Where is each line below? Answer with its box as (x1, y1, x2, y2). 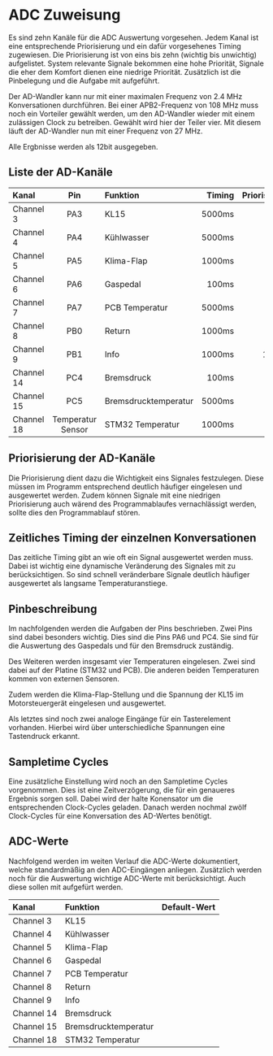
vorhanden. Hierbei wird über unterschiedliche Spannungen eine (8, 723, 225, 732)
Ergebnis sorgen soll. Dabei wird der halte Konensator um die (8, 794, 214, 803)
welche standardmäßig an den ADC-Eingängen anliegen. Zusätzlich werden (8, 864, 262, 875)
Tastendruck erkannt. (8, 732, 80, 741)
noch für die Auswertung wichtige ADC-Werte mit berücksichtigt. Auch (8, 873, 246, 883)
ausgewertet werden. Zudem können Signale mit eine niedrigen (8, 490, 221, 500)
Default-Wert (161, 901, 215, 912)
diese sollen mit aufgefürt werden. (8, 882, 123, 892)
